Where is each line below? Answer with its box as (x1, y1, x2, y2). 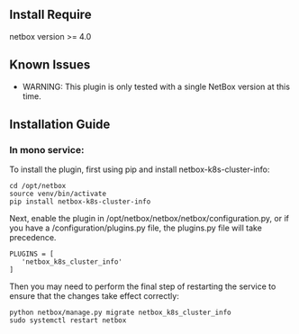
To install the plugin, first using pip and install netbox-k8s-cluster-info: (9, 164, 270, 175)
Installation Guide (9, 117, 111, 132)
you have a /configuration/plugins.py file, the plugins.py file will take (9, 222, 263, 233)
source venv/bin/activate (9, 189, 106, 199)
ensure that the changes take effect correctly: (9, 291, 180, 302)
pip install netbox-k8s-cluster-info (9, 197, 151, 206)
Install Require (9, 7, 92, 23)
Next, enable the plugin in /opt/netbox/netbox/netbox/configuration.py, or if (9, 213, 290, 224)
